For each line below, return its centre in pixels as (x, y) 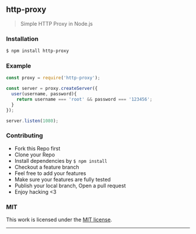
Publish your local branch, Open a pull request (70, 186)
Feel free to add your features (50, 173)
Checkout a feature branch (47, 167)
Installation (22, 39)
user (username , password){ (44, 94)
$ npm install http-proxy (37, 51)
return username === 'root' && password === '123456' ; (85, 99)
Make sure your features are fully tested (62, 179)
